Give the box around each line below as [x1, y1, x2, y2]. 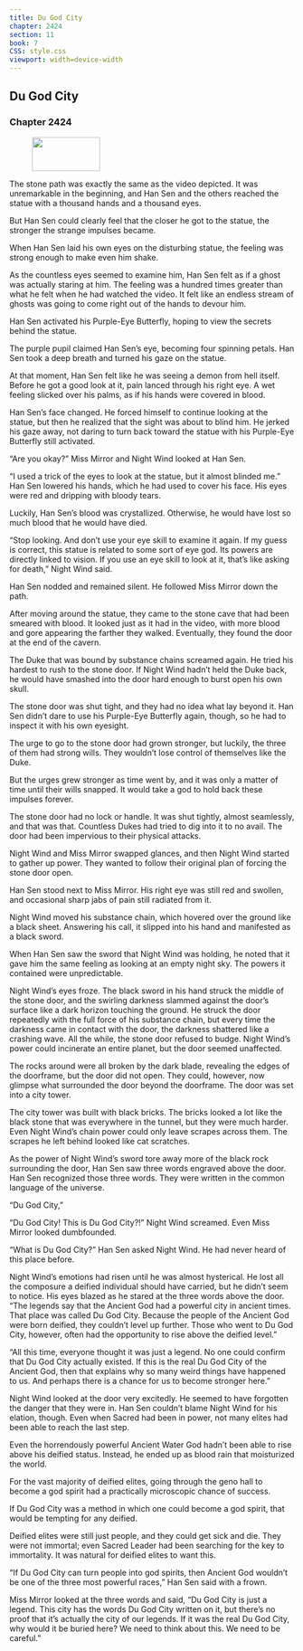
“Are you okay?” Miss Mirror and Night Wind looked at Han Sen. [9, 453, 247, 464]
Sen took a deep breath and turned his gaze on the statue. [9, 352, 227, 363]
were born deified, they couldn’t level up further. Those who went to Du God [9, 1319, 294, 1330]
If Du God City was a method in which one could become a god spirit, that [9, 1503, 285, 1513]
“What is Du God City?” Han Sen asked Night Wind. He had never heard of [9, 1244, 287, 1255]
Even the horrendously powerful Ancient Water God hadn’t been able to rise [9, 1439, 292, 1450]
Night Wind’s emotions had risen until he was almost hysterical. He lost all [9, 1271, 284, 1282]
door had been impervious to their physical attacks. [9, 830, 202, 841]
